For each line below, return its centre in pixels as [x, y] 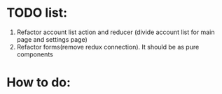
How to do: [39, 83]
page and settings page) [52, 39]
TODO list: [37, 13]
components [35, 54]
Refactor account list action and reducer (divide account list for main [116, 32]
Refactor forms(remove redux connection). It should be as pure [108, 47]
